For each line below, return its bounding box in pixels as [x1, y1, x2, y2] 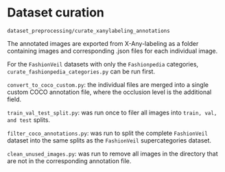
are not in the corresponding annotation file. [7, 156, 132, 165]
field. [7, 95, 22, 103]
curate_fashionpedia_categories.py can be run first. [7, 67, 156, 75]
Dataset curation [7, 5, 104, 21]
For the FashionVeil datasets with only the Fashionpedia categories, [7, 60, 199, 68]
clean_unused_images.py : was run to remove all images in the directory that [7, 149, 218, 158]
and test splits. [7, 115, 50, 124]
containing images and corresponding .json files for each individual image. [7, 47, 218, 55]
